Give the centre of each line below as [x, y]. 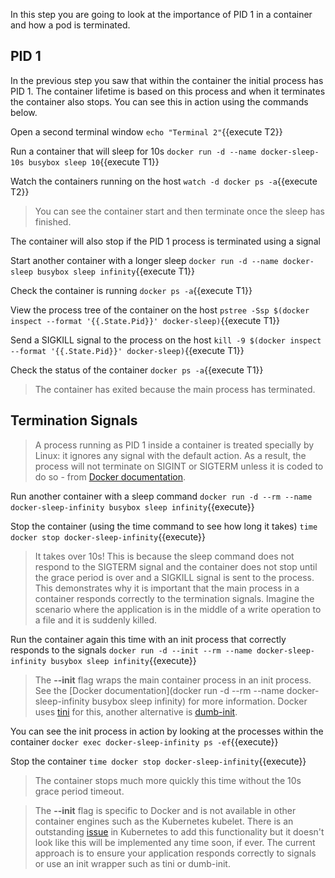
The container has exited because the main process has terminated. [175, 389]
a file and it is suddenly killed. [96, 620]
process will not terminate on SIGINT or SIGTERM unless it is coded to [179, 466]
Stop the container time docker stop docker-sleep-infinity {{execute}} [158, 761]
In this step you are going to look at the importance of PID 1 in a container [161, 14]
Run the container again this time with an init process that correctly [148, 639]
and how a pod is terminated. [70, 25]
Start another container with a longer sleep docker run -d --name [144, 260]
